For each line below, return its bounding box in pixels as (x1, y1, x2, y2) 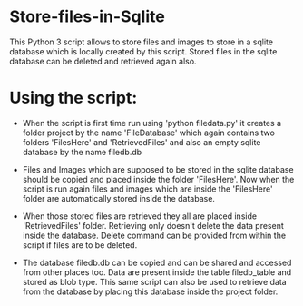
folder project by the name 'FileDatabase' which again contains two (22, 127, 275, 138)
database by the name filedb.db (22, 146, 142, 157)
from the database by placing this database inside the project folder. (22, 286, 279, 297)
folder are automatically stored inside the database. (22, 192, 216, 203)
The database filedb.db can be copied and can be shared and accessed (22, 257, 292, 268)
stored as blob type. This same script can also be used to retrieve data (22, 276, 288, 287)
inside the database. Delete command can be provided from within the (22, 230, 287, 241)
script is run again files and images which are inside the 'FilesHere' (22, 183, 274, 194)
